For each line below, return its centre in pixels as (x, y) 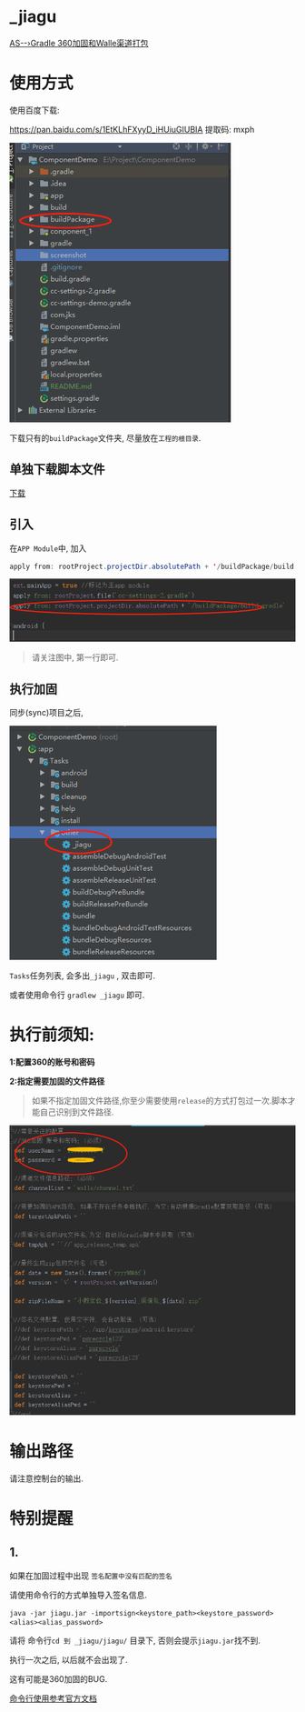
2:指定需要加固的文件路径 (57, 1081)
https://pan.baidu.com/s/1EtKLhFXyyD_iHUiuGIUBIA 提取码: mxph (132, 129)
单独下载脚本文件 (57, 470)
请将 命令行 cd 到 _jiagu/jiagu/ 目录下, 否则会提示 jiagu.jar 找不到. (135, 1640)
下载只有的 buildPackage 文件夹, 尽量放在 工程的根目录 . (105, 437)
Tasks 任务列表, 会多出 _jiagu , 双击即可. (83, 976)
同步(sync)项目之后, (46, 713)
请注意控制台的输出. (47, 1478)
